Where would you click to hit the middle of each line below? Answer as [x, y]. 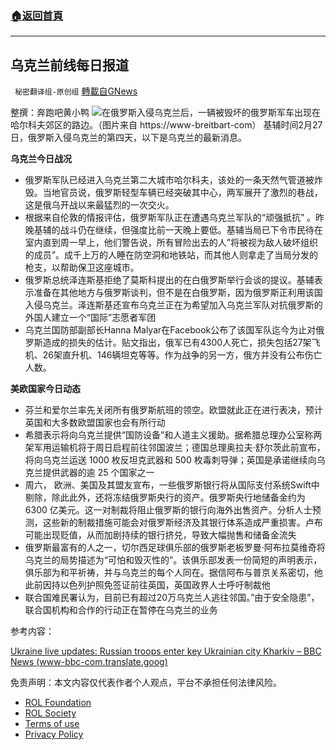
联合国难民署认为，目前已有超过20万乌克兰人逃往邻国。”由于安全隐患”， [172, 598]
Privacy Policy [54, 734]
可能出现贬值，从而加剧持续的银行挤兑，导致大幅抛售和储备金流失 [160, 535]
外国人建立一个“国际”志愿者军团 [90, 318]
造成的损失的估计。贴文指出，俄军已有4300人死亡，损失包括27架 [177, 343]
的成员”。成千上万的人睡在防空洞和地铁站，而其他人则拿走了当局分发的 [171, 255]
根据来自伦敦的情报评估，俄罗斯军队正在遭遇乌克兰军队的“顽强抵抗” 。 [170, 218]
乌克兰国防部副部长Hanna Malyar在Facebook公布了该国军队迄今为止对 [170, 330]
